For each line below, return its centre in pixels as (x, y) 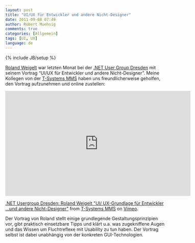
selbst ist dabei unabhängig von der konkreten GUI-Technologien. (75, 234)
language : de (19, 43)
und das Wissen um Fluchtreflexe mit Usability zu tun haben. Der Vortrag (82, 229)
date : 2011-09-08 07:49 (31, 19)
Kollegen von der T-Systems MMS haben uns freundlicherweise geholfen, (83, 78)
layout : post (19, 10)
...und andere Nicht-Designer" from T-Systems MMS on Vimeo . (72, 208)
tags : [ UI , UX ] (21, 39)
